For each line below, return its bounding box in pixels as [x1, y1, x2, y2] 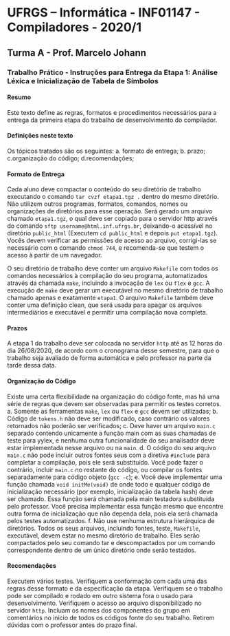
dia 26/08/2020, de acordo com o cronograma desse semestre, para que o [7, 346, 220, 355]
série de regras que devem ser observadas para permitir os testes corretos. [7, 399, 222, 407]
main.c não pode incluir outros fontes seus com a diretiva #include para [7, 451, 210, 459]
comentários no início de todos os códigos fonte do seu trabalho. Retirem [7, 613, 215, 622]
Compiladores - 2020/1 [7, 19, 142, 35]
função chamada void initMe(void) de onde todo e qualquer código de [7, 480, 211, 488]
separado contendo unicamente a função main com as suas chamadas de [7, 429, 216, 437]
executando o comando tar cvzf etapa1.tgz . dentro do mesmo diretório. [7, 193, 220, 201]
